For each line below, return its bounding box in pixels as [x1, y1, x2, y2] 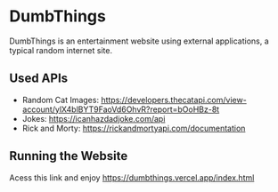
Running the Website [9, 148, 128, 164]
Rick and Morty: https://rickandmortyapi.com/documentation [21, 123, 246, 133]
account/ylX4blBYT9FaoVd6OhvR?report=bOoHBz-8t [21, 104, 220, 115]
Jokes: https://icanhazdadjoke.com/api [21, 113, 166, 124]
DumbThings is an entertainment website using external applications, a [9, 36, 269, 46]
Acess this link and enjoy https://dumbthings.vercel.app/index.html [9, 172, 255, 183]
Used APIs [9, 71, 69, 86]
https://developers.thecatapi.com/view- [101, 94, 247, 105]
